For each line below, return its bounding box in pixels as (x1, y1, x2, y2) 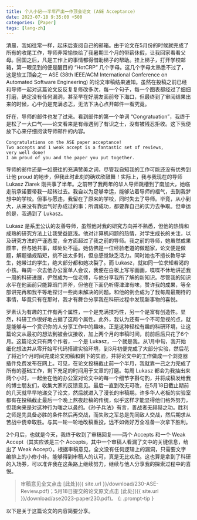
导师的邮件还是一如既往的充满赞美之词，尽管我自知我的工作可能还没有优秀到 (6, 166, 191, 173)
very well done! (6, 150, 46, 156)
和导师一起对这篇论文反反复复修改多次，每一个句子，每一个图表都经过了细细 (6, 86, 191, 93)
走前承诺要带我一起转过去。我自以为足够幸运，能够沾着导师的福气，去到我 (6, 188, 186, 195)
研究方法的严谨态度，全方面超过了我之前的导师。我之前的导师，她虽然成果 (11, 237, 191, 244)
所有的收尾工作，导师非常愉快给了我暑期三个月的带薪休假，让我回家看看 (6, 49, 181, 56)
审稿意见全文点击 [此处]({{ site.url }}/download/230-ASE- (20, 480, 159, 488)
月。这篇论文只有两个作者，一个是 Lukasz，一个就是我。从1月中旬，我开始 (6, 338, 186, 345)
